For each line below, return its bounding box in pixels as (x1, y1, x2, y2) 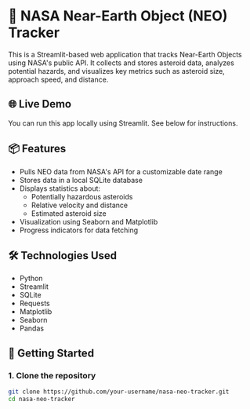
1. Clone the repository (8, 370, 96, 381)
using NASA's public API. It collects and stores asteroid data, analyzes (8, 58, 235, 68)
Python (19, 274, 43, 283)
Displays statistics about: (19, 184, 100, 193)
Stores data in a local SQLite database (19, 175, 143, 184)
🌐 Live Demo (8, 97, 72, 111)
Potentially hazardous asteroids (31, 192, 133, 201)
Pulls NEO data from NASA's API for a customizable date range (19, 166, 223, 176)
